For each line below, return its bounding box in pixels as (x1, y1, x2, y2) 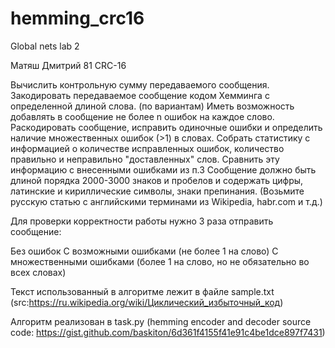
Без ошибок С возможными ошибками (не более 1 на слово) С (10, 245, 279, 257)
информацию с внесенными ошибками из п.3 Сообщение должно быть (10, 163, 317, 176)
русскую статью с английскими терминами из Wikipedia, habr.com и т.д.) (10, 195, 323, 207)
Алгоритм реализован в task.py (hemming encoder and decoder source (10, 315, 312, 327)
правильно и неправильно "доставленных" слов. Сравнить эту (10, 153, 280, 165)
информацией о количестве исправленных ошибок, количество (10, 142, 285, 154)
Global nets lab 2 (10, 40, 80, 52)
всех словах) (10, 266, 67, 278)
